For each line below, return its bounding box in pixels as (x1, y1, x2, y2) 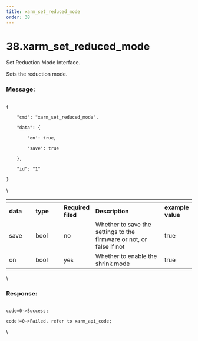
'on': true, (27, 135, 57, 141)
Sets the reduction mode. (6, 70, 68, 77)
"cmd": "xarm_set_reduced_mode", (16, 114, 99, 120)
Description (95, 207, 129, 215)
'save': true (27, 145, 60, 151)
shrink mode (95, 259, 130, 268)
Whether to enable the (95, 252, 157, 260)
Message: (6, 85, 35, 93)
